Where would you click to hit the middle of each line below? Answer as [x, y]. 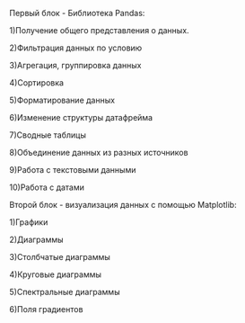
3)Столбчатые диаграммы [60, 257]
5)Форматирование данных [62, 100]
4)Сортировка [37, 83]
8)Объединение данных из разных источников [99, 153]
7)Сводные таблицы [48, 135]
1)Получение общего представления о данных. [100, 30]
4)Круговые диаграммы [55, 274]
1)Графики [29, 222]
